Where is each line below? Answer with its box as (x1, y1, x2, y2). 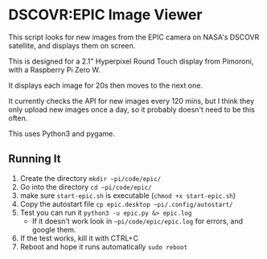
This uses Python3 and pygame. (8, 129, 115, 138)
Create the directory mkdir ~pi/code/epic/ (19, 173, 162, 183)
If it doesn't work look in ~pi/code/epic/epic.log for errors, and (31, 216, 244, 226)
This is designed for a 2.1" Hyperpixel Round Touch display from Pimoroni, (8, 56, 254, 66)
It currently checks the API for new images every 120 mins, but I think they (8, 96, 255, 105)
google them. (31, 224, 76, 234)
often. (8, 113, 28, 122)
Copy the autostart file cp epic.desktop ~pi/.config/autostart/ (19, 199, 233, 208)
